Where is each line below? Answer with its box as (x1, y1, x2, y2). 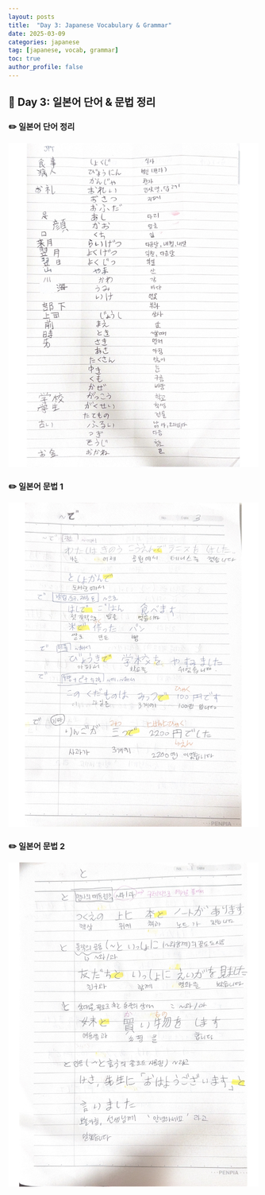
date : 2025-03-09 (8, 29, 66, 37)
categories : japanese (8, 38, 80, 46)
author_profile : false (8, 64, 83, 72)
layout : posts (8, 13, 56, 21)
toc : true (8, 55, 41, 63)
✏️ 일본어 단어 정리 (8, 122, 75, 133)
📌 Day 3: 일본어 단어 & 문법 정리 (8, 95, 156, 109)
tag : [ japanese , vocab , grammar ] (8, 46, 119, 55)
